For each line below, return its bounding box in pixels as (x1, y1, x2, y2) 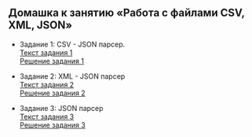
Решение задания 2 (19, 88, 86, 98)
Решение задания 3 (19, 120, 86, 129)
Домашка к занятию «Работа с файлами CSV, (8, 6, 245, 20)
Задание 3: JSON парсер (19, 103, 104, 113)
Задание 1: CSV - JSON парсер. (19, 39, 126, 49)
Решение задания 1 (19, 56, 85, 65)
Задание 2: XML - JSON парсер (19, 71, 126, 81)
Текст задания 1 (19, 47, 73, 57)
